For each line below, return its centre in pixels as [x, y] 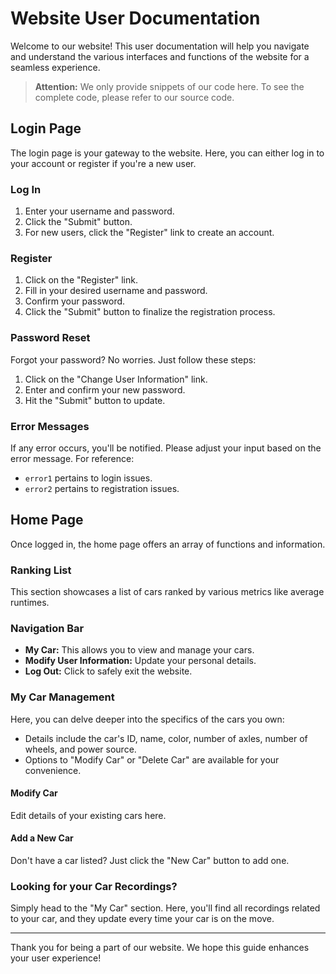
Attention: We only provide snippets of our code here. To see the [169, 86]
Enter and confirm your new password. [105, 389]
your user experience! [56, 958]
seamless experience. [55, 67]
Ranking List [41, 570]
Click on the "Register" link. [81, 280]
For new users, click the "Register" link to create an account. [149, 233]
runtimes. [30, 603]
